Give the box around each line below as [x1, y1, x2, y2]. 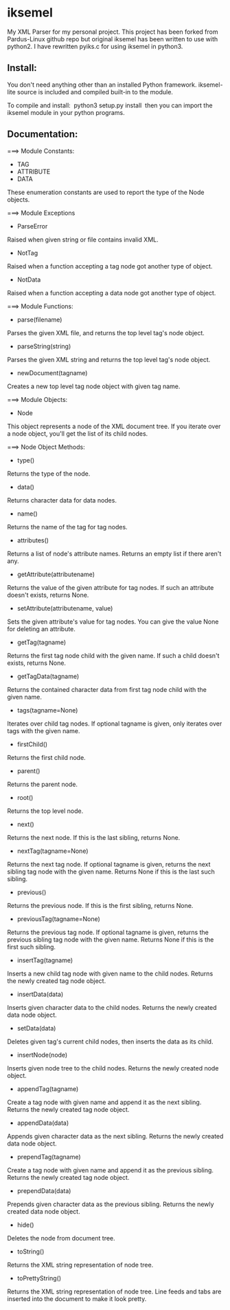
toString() [16, 1247, 45, 1256]
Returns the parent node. [7, 780, 78, 788]
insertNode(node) [16, 1050, 68, 1059]
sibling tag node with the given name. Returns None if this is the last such [7, 867, 215, 876]
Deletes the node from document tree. [7, 1234, 115, 1242]
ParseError [16, 222, 48, 230]
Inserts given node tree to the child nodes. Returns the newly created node [7, 1064, 219, 1072]
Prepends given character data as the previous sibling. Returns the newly [7, 1200, 214, 1208]
